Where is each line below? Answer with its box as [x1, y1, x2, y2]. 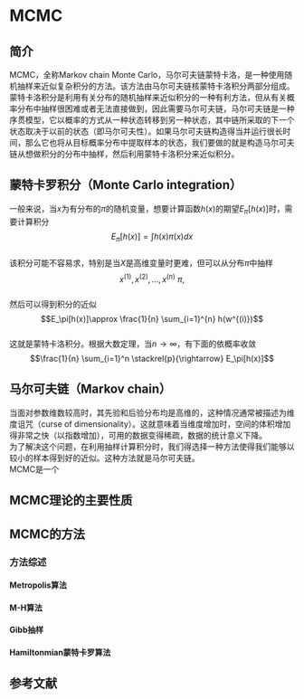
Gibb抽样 [9, 625, 43, 636]
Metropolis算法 [9, 580, 68, 590]
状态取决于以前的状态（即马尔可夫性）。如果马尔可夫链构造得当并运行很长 [9, 126, 283, 137]
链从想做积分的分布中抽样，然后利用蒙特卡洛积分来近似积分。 [9, 148, 240, 159]
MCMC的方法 [9, 526, 86, 542]
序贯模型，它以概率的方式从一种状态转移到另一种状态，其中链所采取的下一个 [9, 115, 295, 125]
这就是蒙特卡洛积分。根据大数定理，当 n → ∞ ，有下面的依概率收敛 [9, 338, 257, 349]
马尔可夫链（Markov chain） [9, 382, 172, 397]
